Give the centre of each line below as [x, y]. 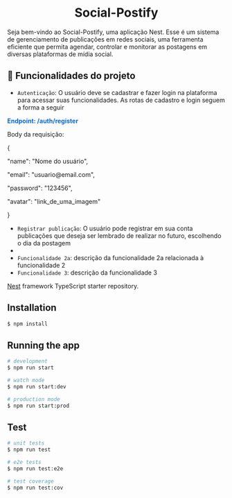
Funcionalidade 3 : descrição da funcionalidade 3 [87, 273]
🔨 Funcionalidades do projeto [71, 76]
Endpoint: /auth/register [43, 121]
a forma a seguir [41, 107]
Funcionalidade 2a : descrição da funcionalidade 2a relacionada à [110, 257]
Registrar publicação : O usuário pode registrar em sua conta [105, 228]
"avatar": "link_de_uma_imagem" [54, 201]
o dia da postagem [44, 243]
